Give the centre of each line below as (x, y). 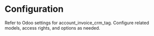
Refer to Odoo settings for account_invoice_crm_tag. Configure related (77, 23)
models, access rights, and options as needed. (52, 28)
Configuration (34, 9)
